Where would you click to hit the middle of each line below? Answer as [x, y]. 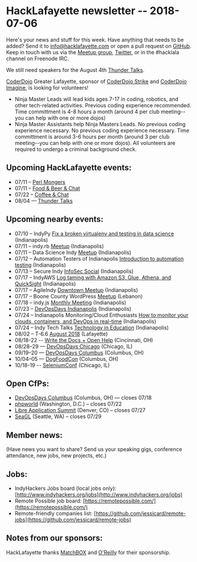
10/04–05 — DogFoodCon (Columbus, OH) [67, 359]
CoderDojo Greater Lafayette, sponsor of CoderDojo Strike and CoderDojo [96, 81]
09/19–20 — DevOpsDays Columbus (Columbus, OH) [79, 353]
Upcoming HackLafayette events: [69, 168]
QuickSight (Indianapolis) [45, 284]
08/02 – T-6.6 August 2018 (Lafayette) [61, 334]
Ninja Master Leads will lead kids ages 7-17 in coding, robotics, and [96, 99]
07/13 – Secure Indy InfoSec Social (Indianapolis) [74, 271]
